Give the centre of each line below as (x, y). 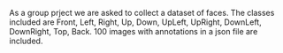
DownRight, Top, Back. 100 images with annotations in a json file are (134, 31)
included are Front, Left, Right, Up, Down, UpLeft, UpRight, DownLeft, (136, 22)
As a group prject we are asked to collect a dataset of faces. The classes (142, 13)
